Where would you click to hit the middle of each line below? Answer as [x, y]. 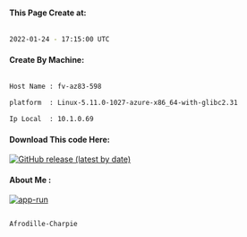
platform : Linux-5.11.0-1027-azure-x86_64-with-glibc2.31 [124, 103]
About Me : [30, 180]
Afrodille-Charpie [43, 224]
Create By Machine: [47, 59]
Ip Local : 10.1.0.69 [51, 119]
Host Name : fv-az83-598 [55, 87]
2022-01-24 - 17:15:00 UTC [60, 39]
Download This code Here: [60, 139]
